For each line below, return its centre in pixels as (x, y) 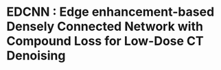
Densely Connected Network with (105, 26)
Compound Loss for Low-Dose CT (105, 41)
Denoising (36, 56)
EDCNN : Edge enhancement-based (110, 12)
